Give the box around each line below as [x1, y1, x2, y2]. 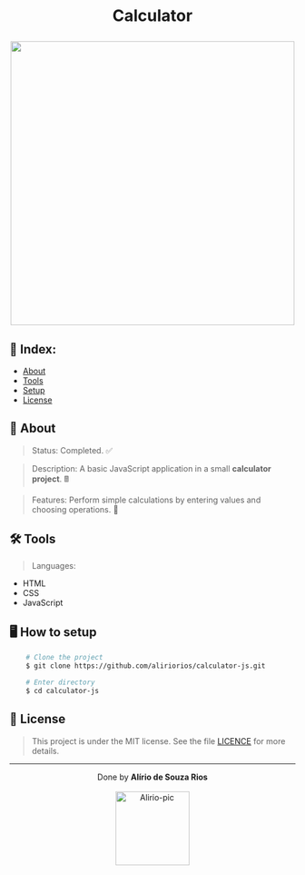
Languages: [31, 560, 76, 571]
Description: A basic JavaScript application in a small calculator [31, 462, 271, 473]
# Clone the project [25, 653, 103, 662]
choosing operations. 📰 [31, 503, 119, 514]
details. [31, 745, 60, 756]
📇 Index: [9, 342, 57, 357]
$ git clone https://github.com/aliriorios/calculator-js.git [25, 661, 266, 671]
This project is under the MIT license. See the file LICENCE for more [31, 735, 286, 746]
